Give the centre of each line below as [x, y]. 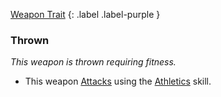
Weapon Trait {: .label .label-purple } [85, 14]
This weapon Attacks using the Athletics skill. [118, 81]
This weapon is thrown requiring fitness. [93, 62]
